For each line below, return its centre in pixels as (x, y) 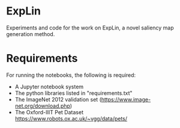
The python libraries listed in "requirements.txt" (74, 93)
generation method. (31, 34)
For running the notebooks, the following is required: (71, 75)
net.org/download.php (43, 106)
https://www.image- (126, 99)
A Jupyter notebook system (49, 87)
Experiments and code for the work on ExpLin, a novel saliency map (90, 28)
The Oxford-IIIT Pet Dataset (49, 112)
